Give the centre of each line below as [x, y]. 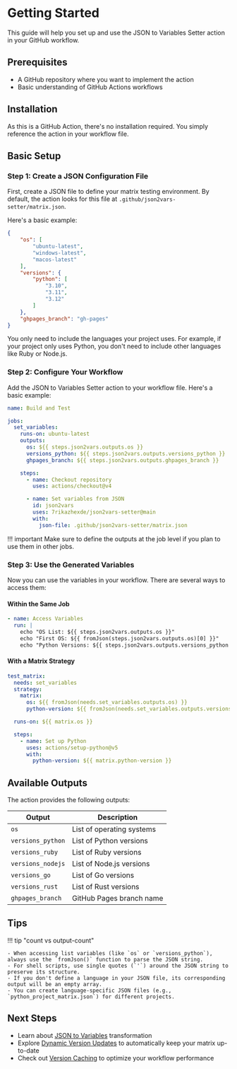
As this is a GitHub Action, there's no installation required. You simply [108, 126]
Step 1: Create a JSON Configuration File [78, 176]
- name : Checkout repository [69, 480]
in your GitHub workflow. [43, 40]
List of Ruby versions [107, 853]
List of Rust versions [105, 887]
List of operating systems [114, 829]
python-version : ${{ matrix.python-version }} [102, 761]
